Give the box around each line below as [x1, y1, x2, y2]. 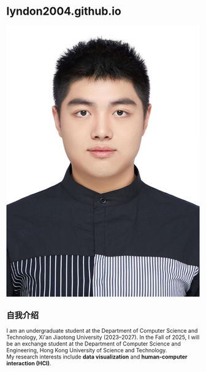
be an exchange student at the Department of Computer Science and [6, 339, 181, 347]
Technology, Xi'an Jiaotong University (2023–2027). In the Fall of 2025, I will [6, 333, 200, 341]
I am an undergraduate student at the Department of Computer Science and [6, 327, 198, 334]
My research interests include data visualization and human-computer [6, 353, 188, 360]
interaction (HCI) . [6, 359, 51, 366]
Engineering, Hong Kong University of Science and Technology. [6, 346, 167, 354]
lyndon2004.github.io [6, 4, 121, 18]
